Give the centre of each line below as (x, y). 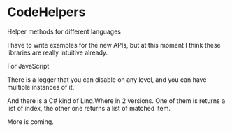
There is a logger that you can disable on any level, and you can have (107, 79)
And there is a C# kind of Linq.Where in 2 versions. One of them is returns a (116, 100)
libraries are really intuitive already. (58, 52)
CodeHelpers (46, 12)
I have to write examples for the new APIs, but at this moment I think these (114, 45)
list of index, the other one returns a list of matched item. (89, 108)
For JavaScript (28, 66)
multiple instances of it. (41, 87)
